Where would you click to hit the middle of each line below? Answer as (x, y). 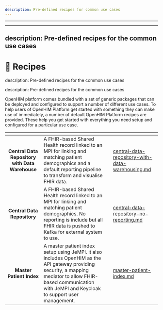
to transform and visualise (73, 175)
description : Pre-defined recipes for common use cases (63, 9)
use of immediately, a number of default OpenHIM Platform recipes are (76, 114)
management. (59, 300)
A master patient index (69, 246)
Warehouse (23, 169)
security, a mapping (66, 270)
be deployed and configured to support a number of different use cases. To (81, 104)
